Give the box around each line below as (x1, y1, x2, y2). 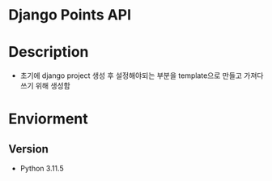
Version (8, 142, 49, 156)
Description (8, 43, 89, 62)
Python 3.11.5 (19, 164, 64, 174)
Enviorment (8, 110, 89, 128)
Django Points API (8, 6, 132, 24)
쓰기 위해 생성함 (19, 81, 70, 91)
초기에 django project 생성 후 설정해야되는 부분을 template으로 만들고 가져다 (19, 71, 264, 80)
